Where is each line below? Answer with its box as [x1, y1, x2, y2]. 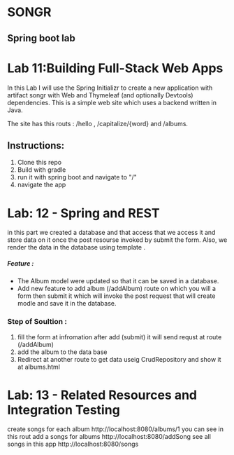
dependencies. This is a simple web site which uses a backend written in [7, 98, 217, 107]
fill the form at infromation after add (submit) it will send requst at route [17, 332, 222, 341]
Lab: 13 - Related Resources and [7, 387, 198, 403]
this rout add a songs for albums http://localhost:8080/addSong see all [7, 433, 212, 441]
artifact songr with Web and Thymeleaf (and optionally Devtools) [7, 90, 193, 99]
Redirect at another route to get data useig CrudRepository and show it [17, 355, 221, 363]
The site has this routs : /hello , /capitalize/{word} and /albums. [7, 119, 189, 128]
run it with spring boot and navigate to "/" [17, 173, 138, 182]
